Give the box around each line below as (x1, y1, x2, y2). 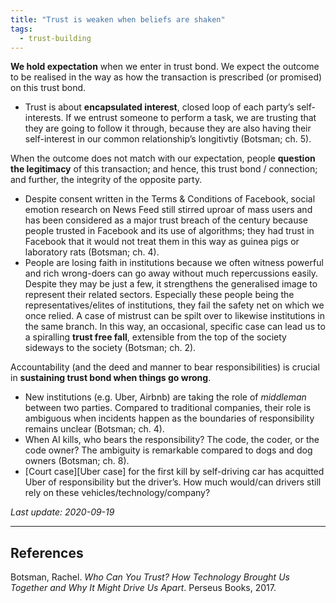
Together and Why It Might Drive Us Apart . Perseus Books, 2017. (10, 582, 277, 594)
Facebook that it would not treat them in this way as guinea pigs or (24, 236, 300, 248)
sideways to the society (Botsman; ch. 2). (24, 342, 197, 354)
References (10, 544, 84, 561)
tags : (10, 24, 33, 34)
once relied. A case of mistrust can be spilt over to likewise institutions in (24, 310, 326, 322)
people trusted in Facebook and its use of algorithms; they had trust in (24, 225, 315, 237)
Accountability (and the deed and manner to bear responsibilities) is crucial (10, 361, 320, 373)
